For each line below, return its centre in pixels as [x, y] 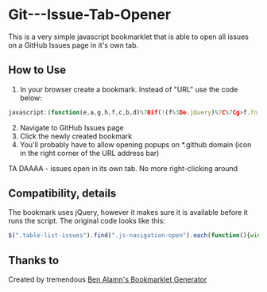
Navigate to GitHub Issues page [72, 127]
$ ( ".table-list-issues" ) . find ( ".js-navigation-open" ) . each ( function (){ [129, 236]
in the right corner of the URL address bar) [89, 153]
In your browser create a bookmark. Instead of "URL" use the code [129, 89]
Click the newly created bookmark [76, 136]
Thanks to [34, 260]
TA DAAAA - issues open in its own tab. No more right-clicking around [123, 168]
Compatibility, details [62, 194]
